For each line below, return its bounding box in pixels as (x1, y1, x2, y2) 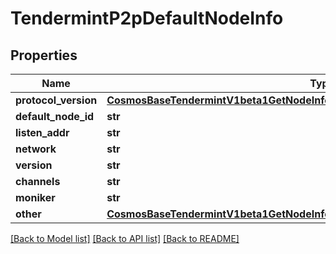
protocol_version (15, 93, 98, 107)
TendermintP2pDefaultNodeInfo (10, 7, 284, 30)
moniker (15, 191, 56, 204)
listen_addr (15, 126, 70, 139)
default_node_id (15, 110, 95, 123)
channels (15, 175, 61, 188)
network (15, 142, 57, 156)
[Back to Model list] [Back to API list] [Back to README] (10, 233, 240, 244)
